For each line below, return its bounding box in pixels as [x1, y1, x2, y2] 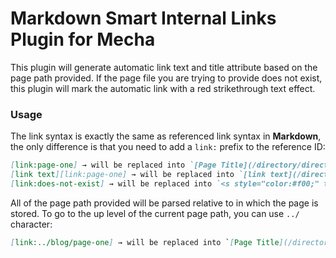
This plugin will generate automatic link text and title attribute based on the [10, 61, 318, 73]
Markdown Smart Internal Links [10, 7, 277, 30]
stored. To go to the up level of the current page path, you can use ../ [10, 207, 300, 219]
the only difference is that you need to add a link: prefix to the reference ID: [10, 141, 326, 153]
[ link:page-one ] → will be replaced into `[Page [10, 160, 217, 171]
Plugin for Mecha [10, 28, 156, 51]
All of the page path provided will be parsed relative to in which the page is [10, 197, 319, 209]
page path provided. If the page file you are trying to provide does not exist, [10, 72, 323, 84]
